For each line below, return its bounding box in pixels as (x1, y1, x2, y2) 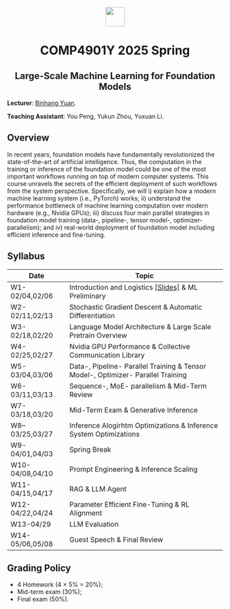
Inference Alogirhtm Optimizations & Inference (69, 420, 218, 430)
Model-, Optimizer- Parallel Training (69, 370, 187, 380)
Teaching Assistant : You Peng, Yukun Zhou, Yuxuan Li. (7, 113, 164, 120)
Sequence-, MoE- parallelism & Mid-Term (69, 381, 207, 391)
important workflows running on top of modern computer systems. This (7, 172, 209, 181)
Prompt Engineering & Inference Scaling (69, 464, 198, 474)
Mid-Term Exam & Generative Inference (69, 405, 199, 415)
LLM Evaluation (69, 519, 119, 529)
